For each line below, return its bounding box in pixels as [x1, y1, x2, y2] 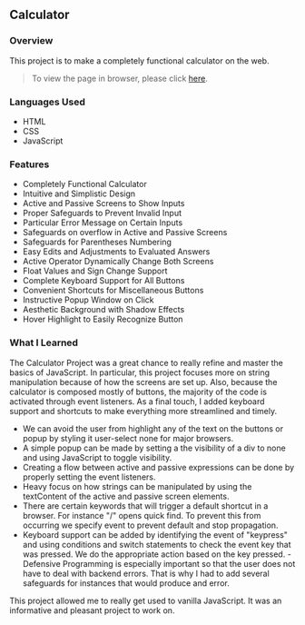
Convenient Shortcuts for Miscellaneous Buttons [22, 285, 204, 296]
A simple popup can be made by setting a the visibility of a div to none [22, 442, 286, 453]
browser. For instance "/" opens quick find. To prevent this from [22, 510, 261, 521]
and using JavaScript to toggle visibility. [22, 451, 172, 462]
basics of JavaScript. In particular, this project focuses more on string [9, 367, 271, 378]
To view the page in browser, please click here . [31, 73, 209, 84]
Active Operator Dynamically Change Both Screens [22, 256, 214, 267]
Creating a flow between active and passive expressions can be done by [22, 461, 295, 472]
